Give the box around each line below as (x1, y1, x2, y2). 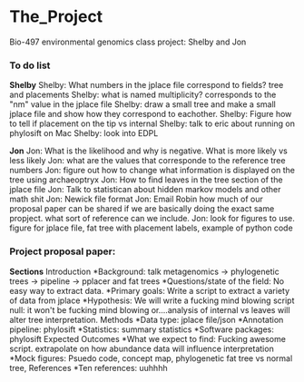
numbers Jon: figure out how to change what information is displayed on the (9, 165, 295, 176)
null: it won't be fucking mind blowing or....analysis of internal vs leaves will (9, 304, 290, 315)
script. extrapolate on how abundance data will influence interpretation (9, 343, 274, 354)
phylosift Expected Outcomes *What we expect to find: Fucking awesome (9, 333, 286, 344)
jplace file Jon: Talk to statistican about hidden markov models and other (9, 184, 281, 195)
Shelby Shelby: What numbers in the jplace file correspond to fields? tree (9, 80, 284, 91)
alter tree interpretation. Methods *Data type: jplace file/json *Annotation (9, 314, 284, 325)
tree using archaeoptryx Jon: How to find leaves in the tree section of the (9, 174, 283, 185)
